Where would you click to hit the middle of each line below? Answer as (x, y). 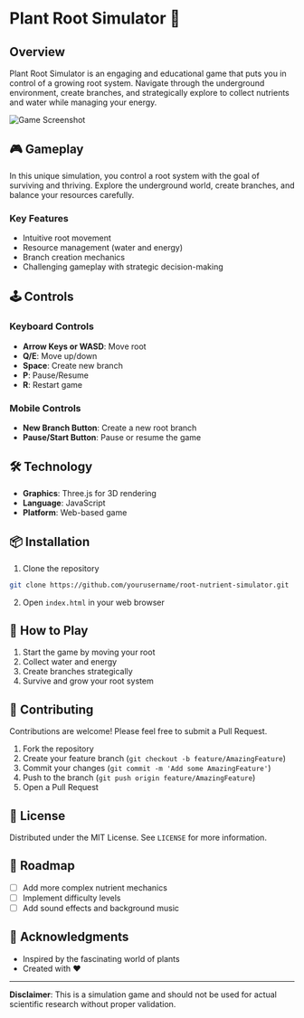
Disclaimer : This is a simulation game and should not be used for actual (143, 994)
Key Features (39, 218)
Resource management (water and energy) (103, 248)
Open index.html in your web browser (93, 602)
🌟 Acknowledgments (69, 937)
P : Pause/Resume (55, 375)
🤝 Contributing (52, 709)
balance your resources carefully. (72, 194)
